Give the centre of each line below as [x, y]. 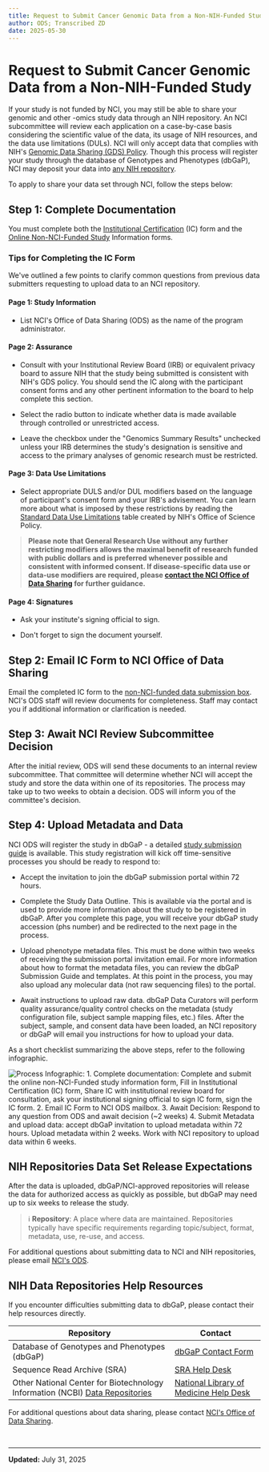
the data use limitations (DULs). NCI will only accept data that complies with [133, 143]
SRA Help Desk [203, 1370]
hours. [30, 885]
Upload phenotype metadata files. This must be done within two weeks [137, 950]
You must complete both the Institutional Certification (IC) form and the [125, 229]
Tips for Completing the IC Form [72, 259]
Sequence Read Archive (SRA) [70, 1370]
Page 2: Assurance [40, 347]
